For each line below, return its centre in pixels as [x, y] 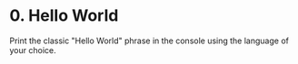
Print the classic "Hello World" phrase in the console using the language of [149, 41]
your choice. [33, 50]
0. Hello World [64, 16]
